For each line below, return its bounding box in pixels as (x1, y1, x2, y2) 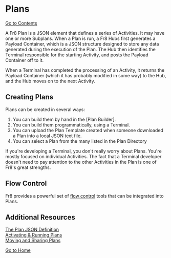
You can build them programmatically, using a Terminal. (12, 121, 131, 128)
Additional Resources (5, 213, 75, 222)
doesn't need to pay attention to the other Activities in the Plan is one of (5, 159, 157, 165)
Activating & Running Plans (5, 232, 62, 238)
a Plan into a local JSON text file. (12, 133, 82, 139)
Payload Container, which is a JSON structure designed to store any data (5, 40, 159, 47)
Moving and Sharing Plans (5, 238, 61, 244)
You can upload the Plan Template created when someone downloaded (12, 127, 164, 133)
